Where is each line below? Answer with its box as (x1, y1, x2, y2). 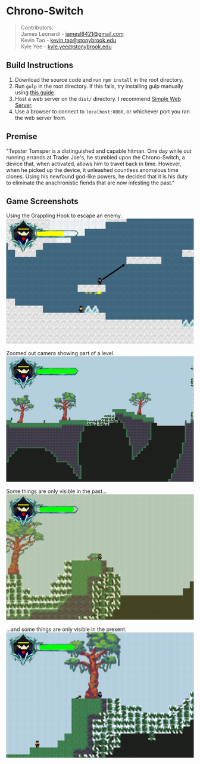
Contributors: (20, 24, 54, 31)
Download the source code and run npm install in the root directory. (14, 76, 184, 83)
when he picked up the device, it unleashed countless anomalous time (6, 166, 179, 174)
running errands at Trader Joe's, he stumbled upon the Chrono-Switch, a (6, 153, 186, 161)
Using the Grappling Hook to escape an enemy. (6, 212, 123, 219)
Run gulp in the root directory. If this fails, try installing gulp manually (14, 82, 183, 90)
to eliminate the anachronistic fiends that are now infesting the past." (6, 179, 175, 186)
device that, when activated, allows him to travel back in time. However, (6, 160, 182, 167)
